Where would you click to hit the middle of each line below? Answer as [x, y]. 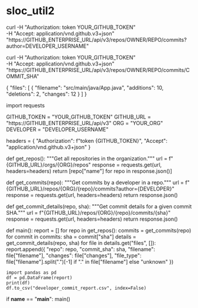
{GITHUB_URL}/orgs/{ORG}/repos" [49, 165]
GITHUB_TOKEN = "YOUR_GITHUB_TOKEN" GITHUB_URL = [79, 117]
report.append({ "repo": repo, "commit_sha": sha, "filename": [81, 249]
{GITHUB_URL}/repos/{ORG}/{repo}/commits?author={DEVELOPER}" [90, 189]
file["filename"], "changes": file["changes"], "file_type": [74, 255]
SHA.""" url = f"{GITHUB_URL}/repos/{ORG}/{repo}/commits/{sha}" [88, 212]
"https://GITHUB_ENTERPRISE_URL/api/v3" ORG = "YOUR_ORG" [85, 123]
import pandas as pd [32, 273]
